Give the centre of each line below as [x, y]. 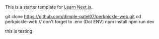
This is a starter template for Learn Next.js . [49, 7]
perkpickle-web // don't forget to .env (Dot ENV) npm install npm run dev [80, 22]
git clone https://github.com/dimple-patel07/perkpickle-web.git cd [73, 16]
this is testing [19, 31]
